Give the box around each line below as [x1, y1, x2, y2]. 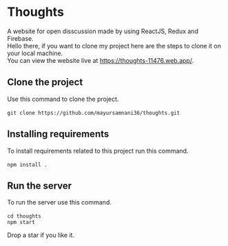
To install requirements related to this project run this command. [7, 146, 189, 155]
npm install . [7, 161, 48, 168]
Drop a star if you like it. [7, 231, 74, 239]
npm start [7, 219, 36, 226]
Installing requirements [7, 129, 110, 140]
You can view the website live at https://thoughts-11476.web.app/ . [7, 56, 194, 64]
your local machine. [7, 49, 63, 57]
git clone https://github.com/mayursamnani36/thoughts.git [7, 109, 180, 116]
